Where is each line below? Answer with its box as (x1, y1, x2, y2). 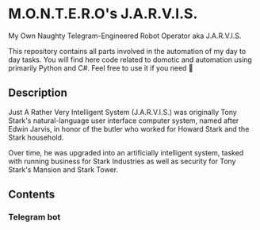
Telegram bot (8, 212, 61, 223)
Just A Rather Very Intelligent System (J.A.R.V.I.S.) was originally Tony (8, 107, 238, 117)
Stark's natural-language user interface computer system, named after (8, 116, 239, 125)
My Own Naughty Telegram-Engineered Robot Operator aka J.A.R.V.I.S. (8, 31, 242, 40)
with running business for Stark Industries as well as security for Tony (8, 156, 236, 166)
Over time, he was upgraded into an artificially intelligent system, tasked (8, 148, 244, 157)
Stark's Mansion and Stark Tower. (8, 164, 119, 174)
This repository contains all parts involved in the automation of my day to (8, 46, 247, 56)
